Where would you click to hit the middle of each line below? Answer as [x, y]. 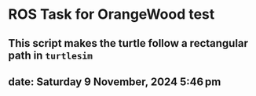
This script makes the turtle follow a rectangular [128, 43]
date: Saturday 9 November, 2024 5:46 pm [115, 82]
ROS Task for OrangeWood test [112, 14]
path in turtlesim [50, 55]
